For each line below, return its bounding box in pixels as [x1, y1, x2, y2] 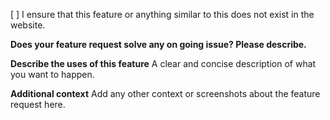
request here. [10, 99, 66, 110]
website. [10, 19, 46, 31]
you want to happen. [10, 69, 95, 80]
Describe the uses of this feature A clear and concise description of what [10, 58, 317, 69]
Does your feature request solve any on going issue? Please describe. [10, 39, 307, 50]
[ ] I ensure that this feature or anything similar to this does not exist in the [10, 9, 315, 20]
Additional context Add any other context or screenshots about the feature [10, 88, 321, 99]
